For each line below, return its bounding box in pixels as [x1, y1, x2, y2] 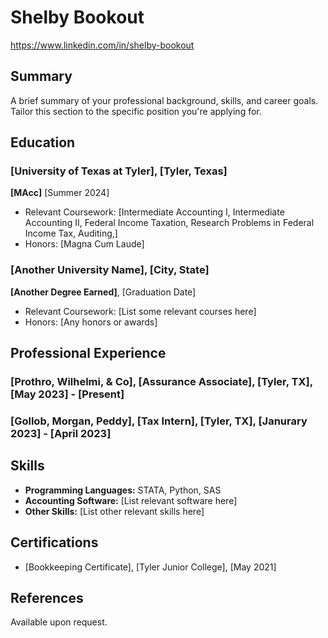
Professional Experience [10, 345, 167, 362]
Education [10, 134, 76, 151]
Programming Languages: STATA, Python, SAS [24, 484, 222, 496]
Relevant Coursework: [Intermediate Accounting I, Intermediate [24, 206, 285, 218]
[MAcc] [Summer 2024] [10, 187, 110, 199]
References [10, 589, 84, 606]
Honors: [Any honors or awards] [24, 316, 158, 328]
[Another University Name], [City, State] [10, 263, 210, 277]
